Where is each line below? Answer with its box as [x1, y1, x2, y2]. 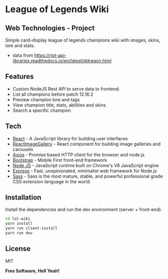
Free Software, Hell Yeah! [5, 267, 60, 274]
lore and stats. [5, 43, 35, 49]
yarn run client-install [5, 226, 58, 231]
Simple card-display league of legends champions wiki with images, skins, [5, 37, 160, 43]
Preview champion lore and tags [12, 96, 80, 102]
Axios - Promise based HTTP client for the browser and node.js [12, 151, 145, 157]
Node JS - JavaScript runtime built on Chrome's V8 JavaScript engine [12, 162, 159, 168]
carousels [12, 146, 33, 152]
